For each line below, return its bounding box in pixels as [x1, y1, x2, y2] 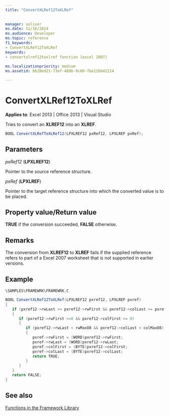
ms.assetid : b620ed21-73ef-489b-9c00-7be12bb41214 [5, 69, 114, 74]
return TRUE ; [32, 354, 60, 359]
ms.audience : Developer [5, 31, 56, 36]
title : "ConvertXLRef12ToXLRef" [5, 7, 73, 13]
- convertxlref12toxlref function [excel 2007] [5, 54, 108, 60]
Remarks [5, 236, 34, 244]
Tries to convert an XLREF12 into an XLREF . [5, 121, 97, 127]
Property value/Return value [5, 208, 97, 217]
